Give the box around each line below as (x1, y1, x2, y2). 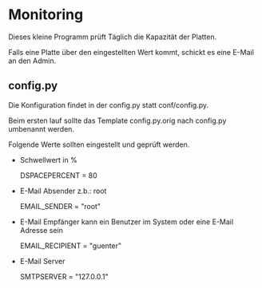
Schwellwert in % (19, 155, 77, 164)
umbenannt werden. (8, 124, 74, 133)
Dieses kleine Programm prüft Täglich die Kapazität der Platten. (8, 32, 217, 41)
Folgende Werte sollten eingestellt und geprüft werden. (8, 140, 190, 149)
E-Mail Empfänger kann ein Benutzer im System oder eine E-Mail (19, 217, 234, 227)
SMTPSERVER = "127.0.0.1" (19, 271, 109, 281)
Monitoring (8, 6, 84, 24)
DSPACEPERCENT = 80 (19, 170, 97, 180)
